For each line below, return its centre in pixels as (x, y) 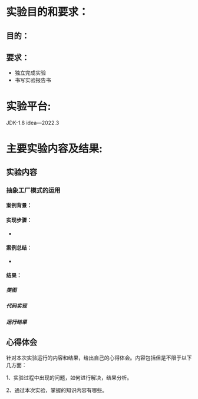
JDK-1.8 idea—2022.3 (33, 123)
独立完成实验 (30, 73)
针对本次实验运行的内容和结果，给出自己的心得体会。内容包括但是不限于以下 (99, 358)
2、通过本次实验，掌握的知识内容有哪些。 (57, 390)
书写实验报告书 (33, 80)
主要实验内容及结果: (55, 149)
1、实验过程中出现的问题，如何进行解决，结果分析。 (69, 377)
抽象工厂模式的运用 (33, 190)
